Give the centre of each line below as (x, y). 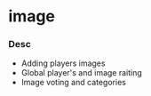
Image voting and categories (73, 83)
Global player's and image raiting (82, 73)
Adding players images (63, 63)
